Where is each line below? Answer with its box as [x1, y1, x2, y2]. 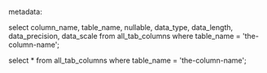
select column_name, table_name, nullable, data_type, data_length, [8, 23, 234, 32]
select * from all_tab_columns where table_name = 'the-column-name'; [8, 56, 247, 65]
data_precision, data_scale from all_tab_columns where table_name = [8, 32, 242, 41]
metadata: [8, 7, 42, 16]
